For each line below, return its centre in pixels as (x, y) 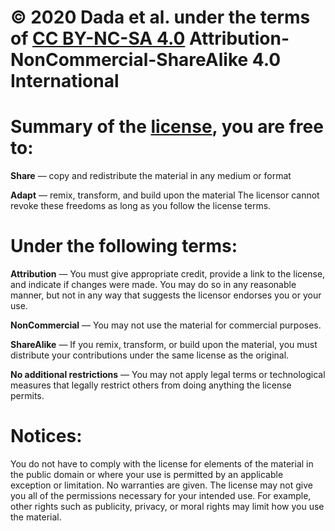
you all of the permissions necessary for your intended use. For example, (161, 495)
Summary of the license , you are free (167, 127)
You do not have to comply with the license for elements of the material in (162, 464)
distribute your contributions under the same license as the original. (150, 355)
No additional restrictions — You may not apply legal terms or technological (168, 375)
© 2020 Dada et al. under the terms (160, 17)
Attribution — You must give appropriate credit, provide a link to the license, (168, 274)
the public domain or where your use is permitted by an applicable (147, 474)
